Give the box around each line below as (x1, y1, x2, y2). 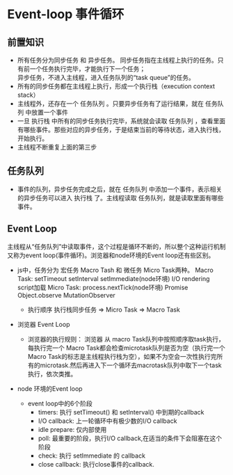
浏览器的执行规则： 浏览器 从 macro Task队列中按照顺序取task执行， (27, 335, 225, 343)
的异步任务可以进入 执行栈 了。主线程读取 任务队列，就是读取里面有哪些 (17, 193, 224, 202)
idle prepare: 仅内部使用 (38, 425, 107, 433)
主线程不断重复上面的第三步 (17, 143, 97, 151)
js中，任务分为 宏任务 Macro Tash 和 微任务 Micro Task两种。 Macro (17, 266, 214, 274)
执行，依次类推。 (27, 369, 77, 378)
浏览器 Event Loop (17, 320, 70, 328)
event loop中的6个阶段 (27, 399, 93, 408)
